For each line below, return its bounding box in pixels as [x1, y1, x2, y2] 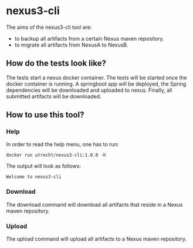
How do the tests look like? [6, 58, 107, 68]
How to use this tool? [6, 110, 84, 120]
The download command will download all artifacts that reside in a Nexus [6, 201, 183, 208]
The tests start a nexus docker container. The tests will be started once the [6, 74, 188, 81]
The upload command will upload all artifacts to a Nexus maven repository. [6, 236, 187, 243]
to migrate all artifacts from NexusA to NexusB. [14, 41, 128, 48]
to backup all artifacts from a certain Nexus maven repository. [14, 35, 164, 42]
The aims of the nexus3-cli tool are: [6, 24, 92, 31]
